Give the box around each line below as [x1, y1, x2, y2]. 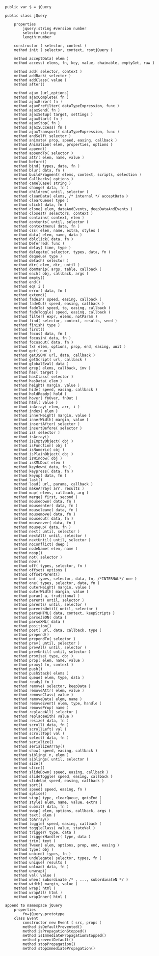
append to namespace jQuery [5, 903, 63, 908]
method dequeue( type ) [14, 254, 63, 259]
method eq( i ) [14, 284, 45, 289]
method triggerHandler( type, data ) [14, 834, 91, 839]
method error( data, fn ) [14, 288, 67, 293]
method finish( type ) [14, 323, 60, 328]
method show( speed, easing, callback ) [14, 748, 98, 753]
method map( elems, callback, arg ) [14, 490, 89, 495]
